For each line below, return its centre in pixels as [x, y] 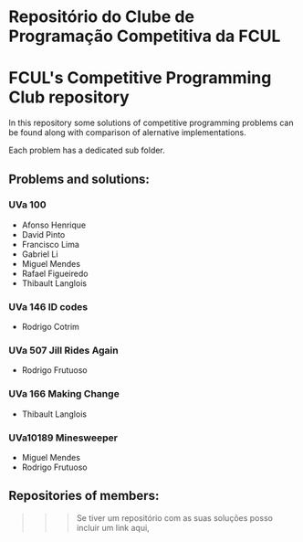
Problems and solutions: [79, 179]
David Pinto [43, 234]
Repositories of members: [84, 496]
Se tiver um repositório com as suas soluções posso [174, 517]
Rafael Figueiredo [55, 273]
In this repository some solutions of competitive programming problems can [151, 123]
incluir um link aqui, [113, 527]
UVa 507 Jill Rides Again [64, 351]
